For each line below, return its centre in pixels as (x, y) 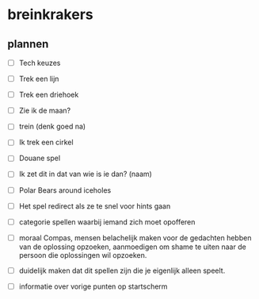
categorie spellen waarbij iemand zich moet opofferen (107, 222)
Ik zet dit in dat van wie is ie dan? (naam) (85, 174)
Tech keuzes (40, 63)
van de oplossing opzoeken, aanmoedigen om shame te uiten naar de (132, 247)
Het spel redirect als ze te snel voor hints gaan (95, 206)
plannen (28, 44)
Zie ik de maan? (45, 111)
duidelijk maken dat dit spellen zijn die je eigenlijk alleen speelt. (122, 270)
